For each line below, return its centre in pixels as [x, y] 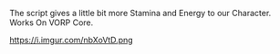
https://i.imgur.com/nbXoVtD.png [72, 40]
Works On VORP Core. [52, 22]
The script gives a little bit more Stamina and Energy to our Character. [140, 13]
